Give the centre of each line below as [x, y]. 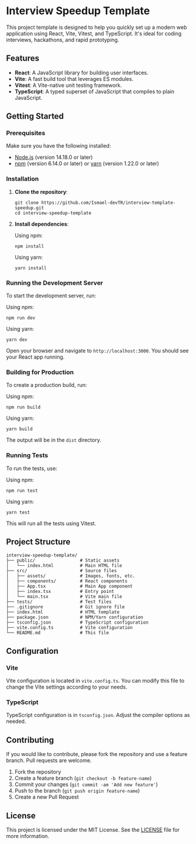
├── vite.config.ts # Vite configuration [69, 628]
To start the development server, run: [51, 296]
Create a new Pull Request [47, 797]
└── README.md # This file [58, 633]
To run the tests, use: [32, 468]
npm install [29, 246]
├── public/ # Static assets [63, 561]
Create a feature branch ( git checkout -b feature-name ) [83, 778]
